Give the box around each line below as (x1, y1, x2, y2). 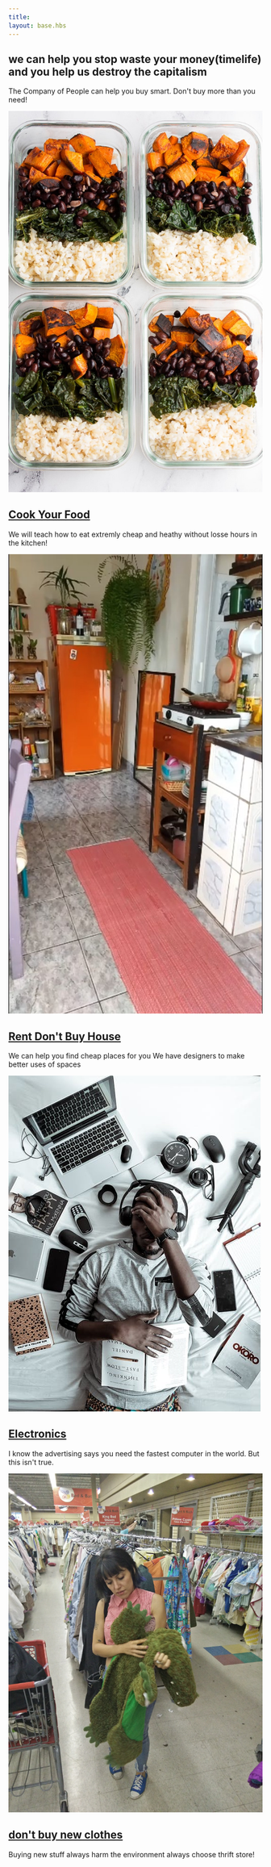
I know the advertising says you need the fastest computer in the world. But (8, 1448, 260, 1458)
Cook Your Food (8, 508, 90, 522)
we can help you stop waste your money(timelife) (8, 52, 262, 66)
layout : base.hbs (8, 21, 67, 30)
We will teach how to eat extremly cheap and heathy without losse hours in (8, 529, 258, 539)
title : (8, 13, 31, 21)
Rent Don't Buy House (8, 1030, 121, 1043)
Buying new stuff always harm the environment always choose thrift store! (8, 1849, 256, 1859)
